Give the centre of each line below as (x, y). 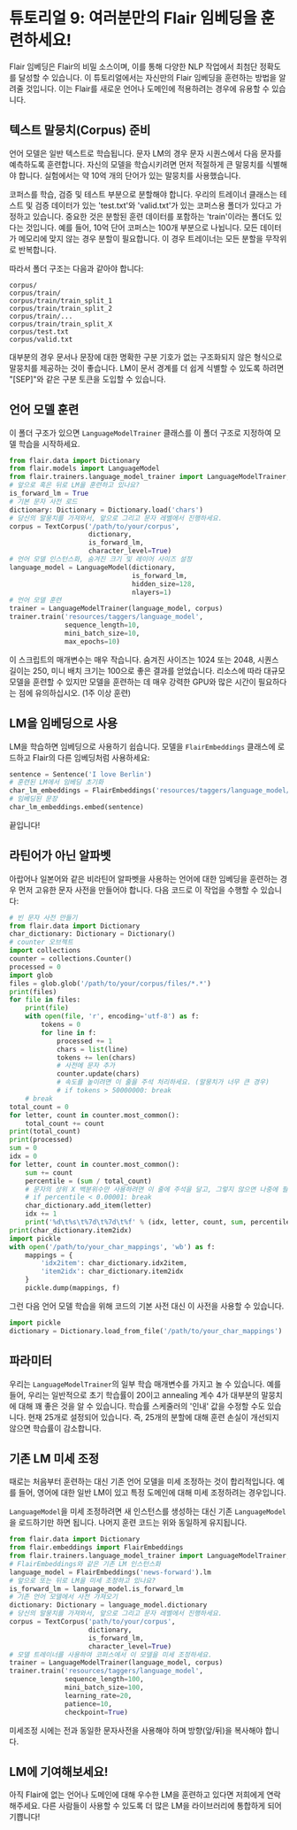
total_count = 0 (39, 1107)
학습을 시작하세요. (49, 444)
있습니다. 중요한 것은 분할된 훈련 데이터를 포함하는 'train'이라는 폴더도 (152, 216)
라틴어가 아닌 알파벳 (60, 856)
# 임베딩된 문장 (34, 799)
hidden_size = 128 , (164, 584)
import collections (45, 951)
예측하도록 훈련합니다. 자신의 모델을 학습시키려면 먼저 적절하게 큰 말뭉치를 (137, 164)
